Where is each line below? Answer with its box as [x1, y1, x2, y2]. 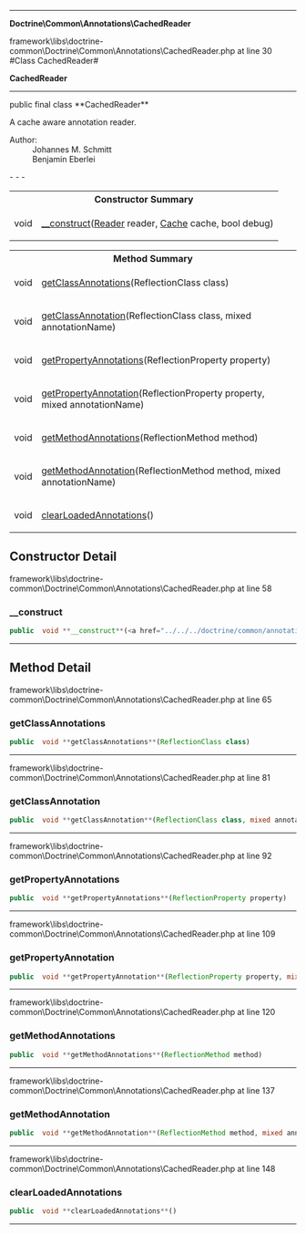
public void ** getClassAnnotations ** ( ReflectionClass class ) [9, 738, 250, 747]
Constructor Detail [9, 549, 117, 565]
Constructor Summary [94, 193, 194, 205]
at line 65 [237, 694, 272, 705]
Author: [9, 134, 38, 145]
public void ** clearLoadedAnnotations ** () [9, 1207, 178, 1216]
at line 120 [237, 1007, 276, 1018]
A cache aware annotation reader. [9, 117, 137, 128]
